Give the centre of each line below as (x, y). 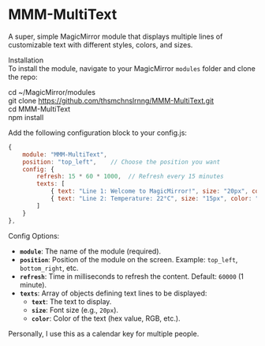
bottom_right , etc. (49, 268)
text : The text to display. (71, 301)
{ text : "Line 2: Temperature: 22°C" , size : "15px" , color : (151, 199)
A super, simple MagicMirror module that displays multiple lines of (116, 36)
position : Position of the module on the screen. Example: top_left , (129, 259)
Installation (26, 60)
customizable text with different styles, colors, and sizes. (101, 44)
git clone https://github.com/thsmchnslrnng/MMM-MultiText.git (111, 100)
